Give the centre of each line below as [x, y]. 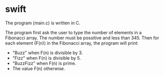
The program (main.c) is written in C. [43, 23]
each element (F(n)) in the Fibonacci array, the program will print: [72, 43]
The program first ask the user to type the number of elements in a [73, 32]
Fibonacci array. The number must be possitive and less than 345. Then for [82, 38]
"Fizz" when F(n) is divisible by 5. [46, 58]
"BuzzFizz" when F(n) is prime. [44, 63]
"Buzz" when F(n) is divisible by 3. [47, 53]
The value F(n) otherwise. [39, 69]
